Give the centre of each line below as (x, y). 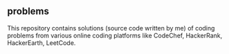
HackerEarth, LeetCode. (42, 43)
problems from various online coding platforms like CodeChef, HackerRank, (115, 35)
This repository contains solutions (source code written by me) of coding (111, 28)
